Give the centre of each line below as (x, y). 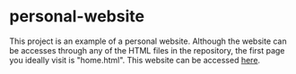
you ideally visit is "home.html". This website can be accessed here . (135, 60)
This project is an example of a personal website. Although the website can (148, 41)
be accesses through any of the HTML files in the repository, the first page (147, 50)
